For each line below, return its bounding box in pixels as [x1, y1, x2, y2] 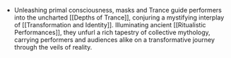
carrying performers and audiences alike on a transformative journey [13, 36, 215, 44]
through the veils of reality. [13, 43, 93, 51]
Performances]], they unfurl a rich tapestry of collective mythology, [13, 28, 211, 36]
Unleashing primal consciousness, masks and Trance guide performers [13, 6, 223, 14]
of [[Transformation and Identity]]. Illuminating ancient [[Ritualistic [13, 21, 206, 29]
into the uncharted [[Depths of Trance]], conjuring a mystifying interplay [13, 13, 225, 22]
